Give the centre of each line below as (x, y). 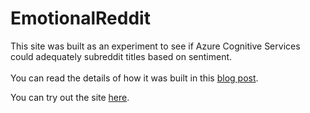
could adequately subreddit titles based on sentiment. (121, 56)
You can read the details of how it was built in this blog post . (134, 78)
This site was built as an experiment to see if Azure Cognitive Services (155, 46)
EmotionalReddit (80, 18)
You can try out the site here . (70, 97)
